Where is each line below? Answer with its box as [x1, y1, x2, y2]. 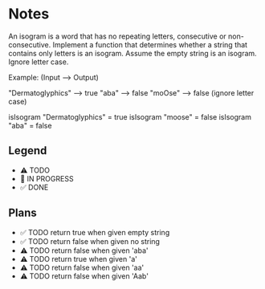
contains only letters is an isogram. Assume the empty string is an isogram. [8, 48, 257, 58]
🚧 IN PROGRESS [19, 173, 74, 183]
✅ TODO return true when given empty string [19, 227, 170, 237]
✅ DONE [19, 182, 49, 192]
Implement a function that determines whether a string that [52, 39, 247, 49]
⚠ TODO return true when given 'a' [19, 254, 138, 263]
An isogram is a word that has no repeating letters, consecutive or [8, 31, 226, 41]
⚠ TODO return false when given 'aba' [19, 246, 149, 255]
